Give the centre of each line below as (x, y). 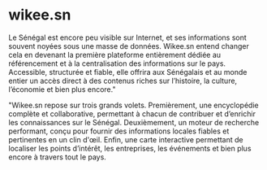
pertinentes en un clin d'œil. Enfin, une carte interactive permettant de (126, 139)
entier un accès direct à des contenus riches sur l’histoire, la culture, (123, 81)
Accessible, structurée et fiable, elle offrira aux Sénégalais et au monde (128, 72)
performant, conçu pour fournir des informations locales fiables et (119, 131)
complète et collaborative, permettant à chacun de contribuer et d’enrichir (132, 113)
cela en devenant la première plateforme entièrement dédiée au (115, 54)
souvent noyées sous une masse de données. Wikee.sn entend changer (129, 46)
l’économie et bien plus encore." (62, 89)
